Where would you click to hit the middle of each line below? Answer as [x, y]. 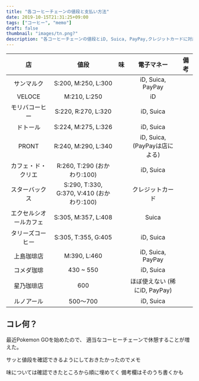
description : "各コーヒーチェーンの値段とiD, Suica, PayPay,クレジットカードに [97, 39]
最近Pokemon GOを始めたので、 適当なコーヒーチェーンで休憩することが [95, 340]
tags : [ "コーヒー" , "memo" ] [39, 23]
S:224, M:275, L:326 [83, 127]
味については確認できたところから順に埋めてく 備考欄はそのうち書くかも [95, 372]
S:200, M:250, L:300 [83, 83]
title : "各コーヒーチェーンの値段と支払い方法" [58, 12]
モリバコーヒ [29, 107]
